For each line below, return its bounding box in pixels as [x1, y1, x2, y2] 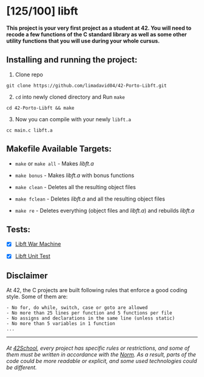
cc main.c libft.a [6, 127, 53, 133]
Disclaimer [6, 270, 48, 281]
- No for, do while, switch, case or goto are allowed [6, 305, 148, 311]
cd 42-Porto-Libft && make [6, 105, 75, 111]
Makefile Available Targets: [6, 144, 112, 154]
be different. [6, 364, 38, 371]
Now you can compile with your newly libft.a [15, 115, 132, 122]
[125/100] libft [6, 4, 78, 18]
